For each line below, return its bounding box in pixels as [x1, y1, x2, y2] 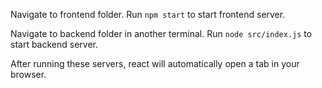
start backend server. [10, 39, 99, 50]
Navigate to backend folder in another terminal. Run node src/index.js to [10, 28, 313, 39]
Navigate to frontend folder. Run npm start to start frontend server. [10, 9, 286, 20]
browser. [10, 69, 47, 80]
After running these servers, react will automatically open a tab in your [10, 58, 300, 69]
